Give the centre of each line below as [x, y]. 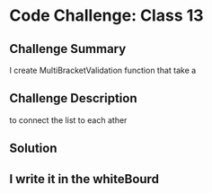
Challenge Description [73, 98]
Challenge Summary [68, 49]
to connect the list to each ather [68, 120]
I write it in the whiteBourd [84, 179]
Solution [33, 149]
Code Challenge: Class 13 [106, 16]
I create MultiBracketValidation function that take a [103, 70]
